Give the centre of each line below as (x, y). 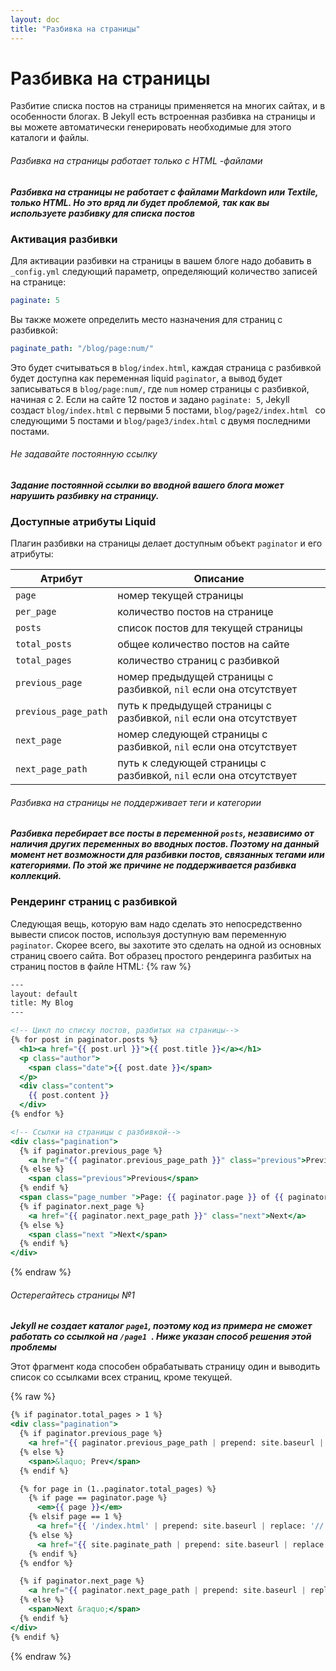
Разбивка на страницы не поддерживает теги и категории (136, 802)
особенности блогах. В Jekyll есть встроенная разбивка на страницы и (163, 117)
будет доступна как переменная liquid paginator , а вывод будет (146, 378)
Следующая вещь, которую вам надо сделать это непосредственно (156, 923)
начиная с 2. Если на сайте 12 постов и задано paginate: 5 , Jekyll (150, 399)
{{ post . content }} (69, 1096)
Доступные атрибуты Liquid (83, 521)
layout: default (44, 994)
